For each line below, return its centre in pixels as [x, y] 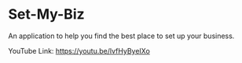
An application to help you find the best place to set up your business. [121, 36]
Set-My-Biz [46, 14]
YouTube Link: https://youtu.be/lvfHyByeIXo [79, 51]
